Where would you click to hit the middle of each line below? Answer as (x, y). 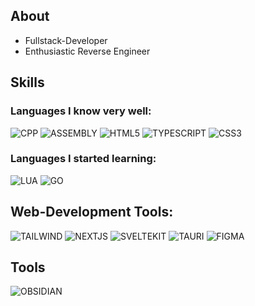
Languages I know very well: (81, 111)
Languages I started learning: (83, 159)
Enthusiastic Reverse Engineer (87, 51)
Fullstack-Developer (66, 40)
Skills (27, 82)
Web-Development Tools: (92, 212)
